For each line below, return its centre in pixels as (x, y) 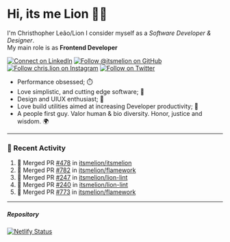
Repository (23, 214)
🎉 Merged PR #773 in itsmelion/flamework (76, 192)
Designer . (21, 40)
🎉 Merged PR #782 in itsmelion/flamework (76, 170)
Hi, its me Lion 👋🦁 (57, 14)
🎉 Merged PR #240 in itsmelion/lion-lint (73, 185)
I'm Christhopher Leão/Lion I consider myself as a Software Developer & (109, 33)
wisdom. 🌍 (33, 121)
